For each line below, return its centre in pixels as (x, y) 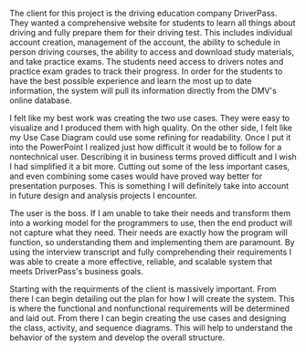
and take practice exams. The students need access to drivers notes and (147, 62)
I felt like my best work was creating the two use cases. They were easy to (150, 118)
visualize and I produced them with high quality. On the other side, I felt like (151, 128)
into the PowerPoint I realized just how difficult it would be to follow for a (146, 147)
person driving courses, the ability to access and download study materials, (152, 52)
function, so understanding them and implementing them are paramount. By (152, 242)
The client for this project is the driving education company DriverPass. (143, 13)
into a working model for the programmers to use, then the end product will (151, 223)
